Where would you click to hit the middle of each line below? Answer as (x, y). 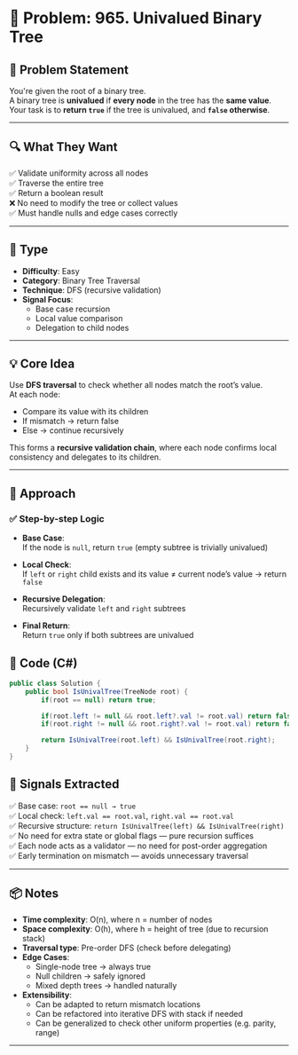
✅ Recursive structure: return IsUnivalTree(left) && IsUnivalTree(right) (147, 825)
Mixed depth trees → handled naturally (106, 985)
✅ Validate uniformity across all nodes (79, 173)
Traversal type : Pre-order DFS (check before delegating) (126, 948)
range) (47, 1032)
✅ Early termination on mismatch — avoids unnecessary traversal (129, 855)
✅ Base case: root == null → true (72, 806)
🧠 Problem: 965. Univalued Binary (136, 18)
